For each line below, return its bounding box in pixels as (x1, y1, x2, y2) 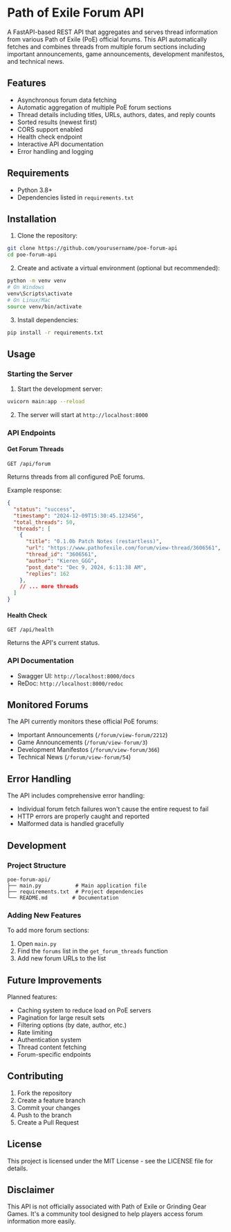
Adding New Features (7, 910, 82, 919)
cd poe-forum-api (7, 252, 57, 258)
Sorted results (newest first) (17, 118, 98, 126)
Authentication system (17, 1035, 82, 1044)
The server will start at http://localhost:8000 (17, 410, 149, 419)
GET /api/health (7, 626, 54, 633)
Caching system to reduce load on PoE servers (17, 1006, 151, 1014)
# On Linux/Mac (7, 297, 51, 303)
